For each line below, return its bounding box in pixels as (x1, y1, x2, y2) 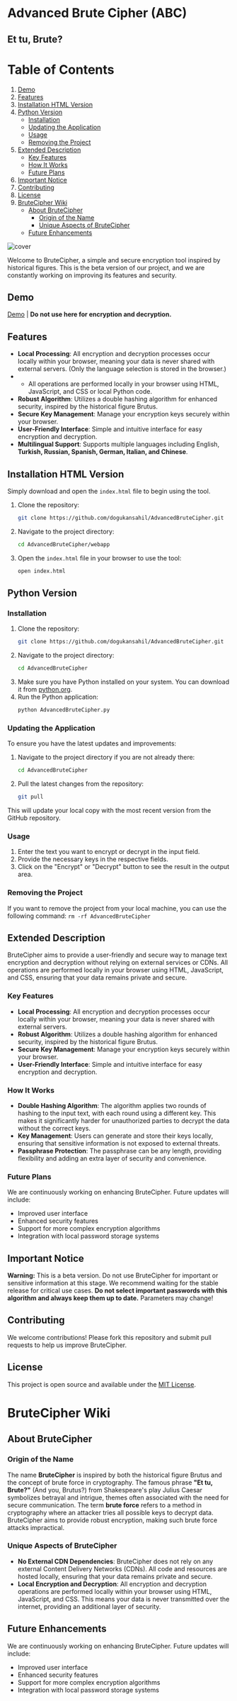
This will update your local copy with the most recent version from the (7, 806, 212, 814)
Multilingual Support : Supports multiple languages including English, (17, 440, 220, 448)
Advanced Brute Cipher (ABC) (7, 5, 187, 21)
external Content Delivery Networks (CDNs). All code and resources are (17, 1564, 228, 1573)
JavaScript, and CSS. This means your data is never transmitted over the (17, 1595, 230, 1603)
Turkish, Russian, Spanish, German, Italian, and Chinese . (17, 448, 188, 456)
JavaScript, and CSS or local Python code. (28, 387, 152, 396)
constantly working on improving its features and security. (7, 271, 177, 279)
